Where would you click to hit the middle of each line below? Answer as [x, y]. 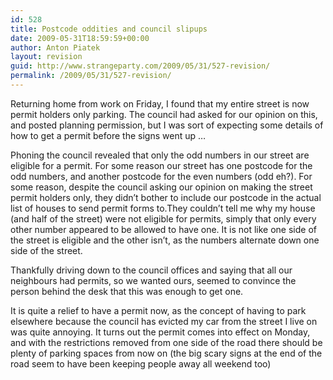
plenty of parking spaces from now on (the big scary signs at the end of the [166, 353]
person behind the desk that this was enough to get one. [127, 291]
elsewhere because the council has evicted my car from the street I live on [164, 321]
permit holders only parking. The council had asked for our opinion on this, [164, 114]
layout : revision [46, 57]
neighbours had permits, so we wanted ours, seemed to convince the [153, 280]
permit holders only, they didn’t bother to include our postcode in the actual [166, 197]
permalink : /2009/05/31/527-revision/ [91, 76]
